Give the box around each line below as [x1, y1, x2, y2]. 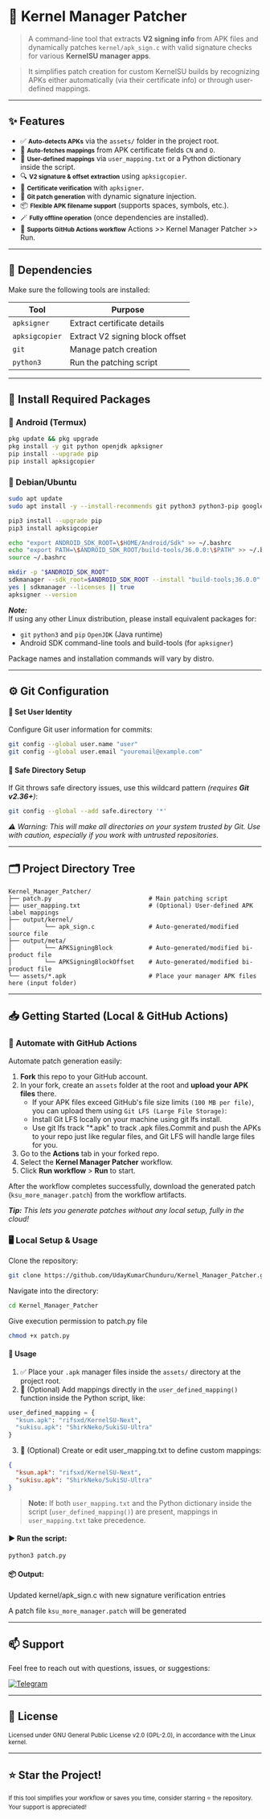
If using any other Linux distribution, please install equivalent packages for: [8, 613, 257, 623]
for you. [31, 1140, 59, 1149]
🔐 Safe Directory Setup [8, 765, 86, 775]
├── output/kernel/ [8, 915, 74, 924]
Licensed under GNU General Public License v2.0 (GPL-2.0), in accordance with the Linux [8, 1730, 256, 1739]
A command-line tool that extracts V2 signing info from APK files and [27, 34, 259, 43]
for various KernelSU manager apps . [27, 51, 151, 60]
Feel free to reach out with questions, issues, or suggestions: [8, 1663, 211, 1673]
